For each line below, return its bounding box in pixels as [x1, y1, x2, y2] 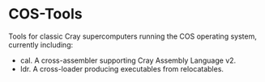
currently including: [8, 39, 74, 49]
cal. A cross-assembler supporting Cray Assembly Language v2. [19, 55, 237, 65]
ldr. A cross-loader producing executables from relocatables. [19, 64, 224, 73]
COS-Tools [8, 5, 83, 23]
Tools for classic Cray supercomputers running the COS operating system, [8, 31, 257, 41]
